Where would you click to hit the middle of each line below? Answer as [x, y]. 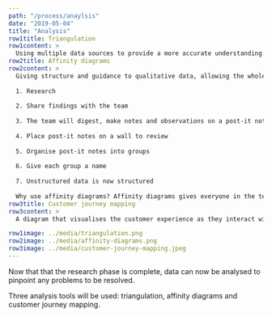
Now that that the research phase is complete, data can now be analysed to [134, 271]
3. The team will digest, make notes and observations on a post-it [134, 121]
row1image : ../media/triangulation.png [76, 234]
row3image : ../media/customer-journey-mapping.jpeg [97, 249]
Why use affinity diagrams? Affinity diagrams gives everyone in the [135, 196]
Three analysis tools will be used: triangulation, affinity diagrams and [123, 295]
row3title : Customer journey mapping [72, 204]
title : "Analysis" [39, 31]
